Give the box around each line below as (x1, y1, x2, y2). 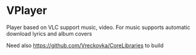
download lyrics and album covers (6, 30, 92, 37)
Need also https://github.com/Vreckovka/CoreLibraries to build (6, 42, 164, 49)
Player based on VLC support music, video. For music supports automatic (6, 24, 191, 31)
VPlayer (6, 4, 47, 18)
